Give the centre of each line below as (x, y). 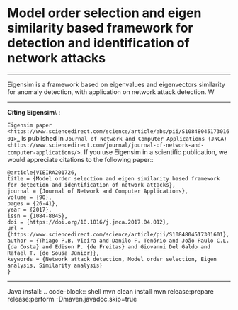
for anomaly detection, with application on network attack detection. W (111, 92)
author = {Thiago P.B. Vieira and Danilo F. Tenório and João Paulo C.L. (119, 241)
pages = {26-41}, (33, 203)
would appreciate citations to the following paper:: (80, 159)
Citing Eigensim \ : (34, 112)
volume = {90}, (30, 197)
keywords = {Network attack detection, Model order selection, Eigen (112, 259)
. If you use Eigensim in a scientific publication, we (154, 152)
